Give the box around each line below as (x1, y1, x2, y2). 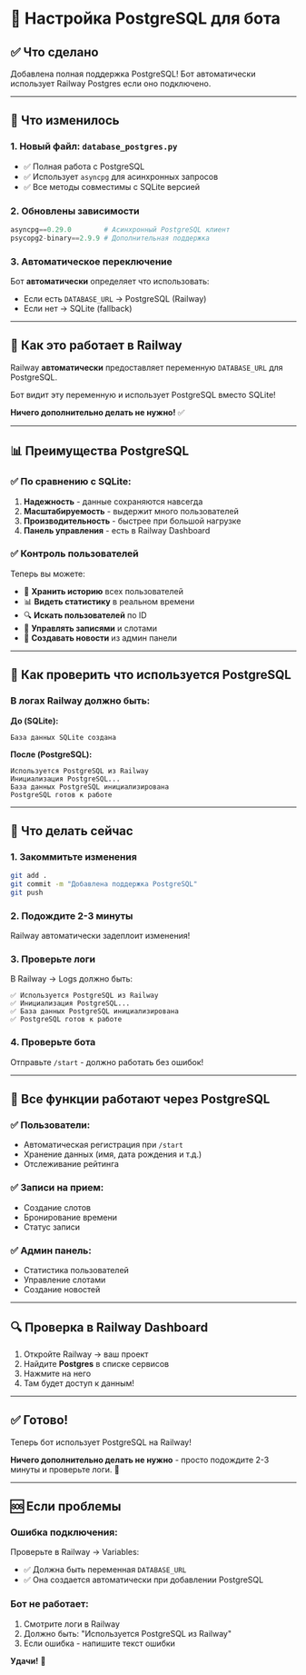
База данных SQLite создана (10, 733, 117, 742)
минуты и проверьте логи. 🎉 (10, 1463, 121, 1475)
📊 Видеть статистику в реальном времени (23, 595, 194, 607)
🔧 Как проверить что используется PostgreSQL (10, 667, 291, 683)
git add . (10, 872, 48, 881)
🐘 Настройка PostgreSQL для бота (10, 8, 281, 29)
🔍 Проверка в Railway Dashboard (10, 1320, 208, 1335)
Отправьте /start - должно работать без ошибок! (10, 1056, 204, 1067)
